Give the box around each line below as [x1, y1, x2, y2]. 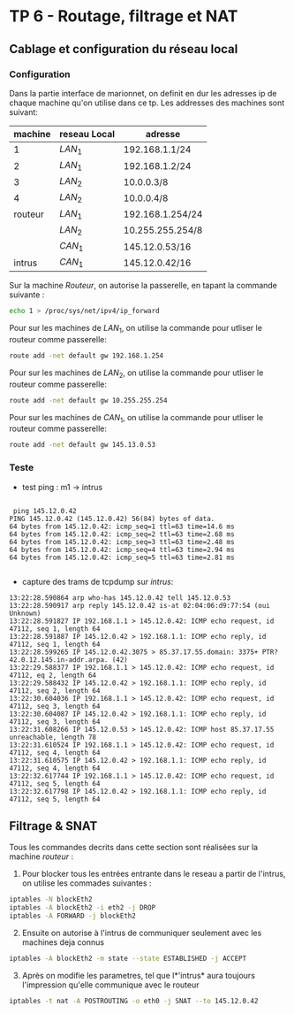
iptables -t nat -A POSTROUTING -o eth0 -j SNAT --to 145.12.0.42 [9, 996, 259, 1005]
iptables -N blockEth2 [9, 895, 93, 904]
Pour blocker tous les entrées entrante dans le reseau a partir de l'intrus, [21, 869, 286, 880]
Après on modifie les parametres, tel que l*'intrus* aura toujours [21, 970, 256, 980]
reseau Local [59, 127, 115, 140]
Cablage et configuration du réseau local [9, 42, 238, 57]
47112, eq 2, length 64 [9, 671, 97, 680]
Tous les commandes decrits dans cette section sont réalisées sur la [9, 842, 259, 853]
